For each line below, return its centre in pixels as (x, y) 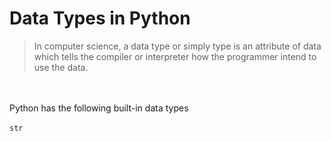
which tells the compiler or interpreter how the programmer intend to (175, 56)
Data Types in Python (100, 18)
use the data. (61, 67)
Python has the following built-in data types (99, 108)
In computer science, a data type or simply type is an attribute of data (177, 46)
